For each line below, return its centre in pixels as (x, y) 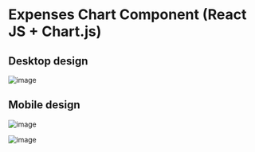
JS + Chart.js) (55, 31)
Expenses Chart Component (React (127, 15)
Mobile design (45, 105)
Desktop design (48, 61)
